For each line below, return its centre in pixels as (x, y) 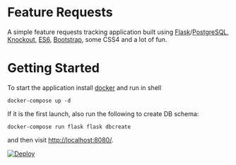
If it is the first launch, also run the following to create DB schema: (103, 113)
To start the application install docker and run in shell (84, 87)
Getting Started (54, 68)
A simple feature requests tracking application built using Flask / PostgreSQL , (118, 32)
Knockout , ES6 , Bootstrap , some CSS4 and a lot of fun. (87, 39)
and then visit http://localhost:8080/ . (60, 140)
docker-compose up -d (39, 101)
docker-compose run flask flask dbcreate (69, 127)
